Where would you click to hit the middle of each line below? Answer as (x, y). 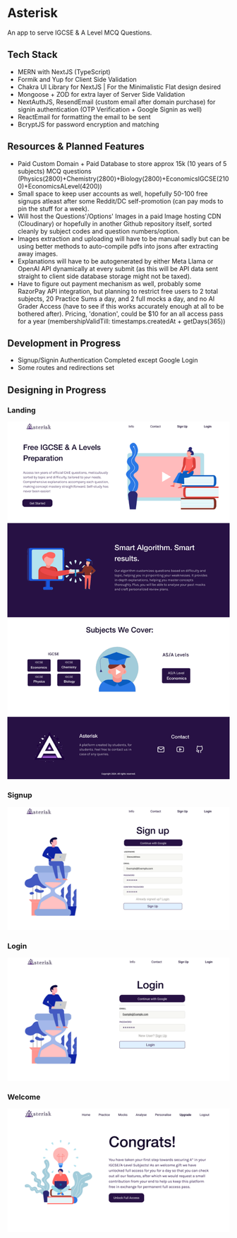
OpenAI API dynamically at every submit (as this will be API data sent (118, 268)
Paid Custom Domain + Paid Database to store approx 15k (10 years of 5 (122, 163)
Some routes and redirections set (66, 368)
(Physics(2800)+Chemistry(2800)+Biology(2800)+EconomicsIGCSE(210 (123, 179)
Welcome (24, 1097)
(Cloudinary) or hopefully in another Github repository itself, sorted (115, 223)
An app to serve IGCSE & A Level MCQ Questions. (80, 32)
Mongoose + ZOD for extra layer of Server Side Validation (101, 94)
